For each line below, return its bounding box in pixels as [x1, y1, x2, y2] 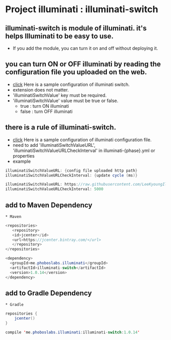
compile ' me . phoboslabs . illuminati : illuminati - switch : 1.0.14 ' [5, 330, 140, 335]
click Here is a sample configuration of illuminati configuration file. [12, 136, 152, 143]
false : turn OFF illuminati [20, 108, 73, 114]
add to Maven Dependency [5, 201, 93, 209]
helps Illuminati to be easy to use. [5, 32, 114, 40]
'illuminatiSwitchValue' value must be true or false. [12, 98, 119, 104]
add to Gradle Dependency [5, 289, 92, 297]
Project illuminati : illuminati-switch [5, 4, 159, 15]
